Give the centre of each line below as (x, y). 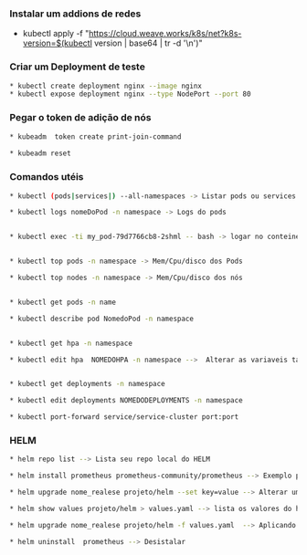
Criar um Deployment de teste (78, 67)
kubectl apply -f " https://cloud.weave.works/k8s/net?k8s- (132, 34)
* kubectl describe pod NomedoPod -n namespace (102, 319)
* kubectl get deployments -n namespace (88, 384)
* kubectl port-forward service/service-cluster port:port (124, 417)
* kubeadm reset (40, 153)
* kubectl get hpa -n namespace (71, 343)
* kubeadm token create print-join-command (95, 136)
